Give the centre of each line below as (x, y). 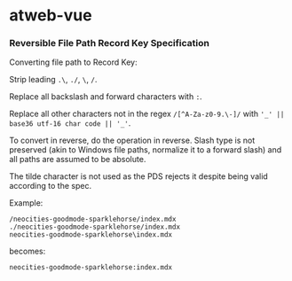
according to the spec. (50, 186)
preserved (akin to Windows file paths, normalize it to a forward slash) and (146, 150)
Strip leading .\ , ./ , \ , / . (53, 80)
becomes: (28, 251)
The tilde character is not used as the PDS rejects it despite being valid (138, 176)
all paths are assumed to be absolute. (78, 160)
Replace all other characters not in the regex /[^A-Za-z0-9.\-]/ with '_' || (147, 114)
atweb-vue (51, 16)
